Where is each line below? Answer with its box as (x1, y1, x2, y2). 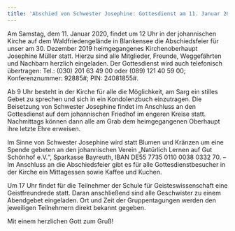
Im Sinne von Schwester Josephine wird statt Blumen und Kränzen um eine (7, 137, 224, 147)
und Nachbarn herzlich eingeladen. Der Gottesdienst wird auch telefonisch (7, 59, 222, 67)
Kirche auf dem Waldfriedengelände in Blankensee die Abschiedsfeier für (7, 36, 219, 45)
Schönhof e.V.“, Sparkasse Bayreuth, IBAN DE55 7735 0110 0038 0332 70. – (7, 153, 227, 161)
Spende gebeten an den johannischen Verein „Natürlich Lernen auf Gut (7, 145, 213, 154)
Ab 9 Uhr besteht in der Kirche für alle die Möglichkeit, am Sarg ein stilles (7, 87, 218, 96)
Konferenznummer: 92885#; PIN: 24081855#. (7, 74, 138, 82)
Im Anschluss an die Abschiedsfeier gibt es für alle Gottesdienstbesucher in (7, 160, 226, 168)
